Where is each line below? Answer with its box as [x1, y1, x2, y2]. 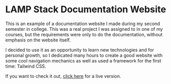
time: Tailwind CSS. [5, 63, 46, 69]
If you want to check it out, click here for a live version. [5, 73, 122, 79]
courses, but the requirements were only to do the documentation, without [5, 31, 163, 37]
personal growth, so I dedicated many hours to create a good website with [5, 52, 163, 58]
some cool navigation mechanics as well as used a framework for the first [5, 57, 161, 64]
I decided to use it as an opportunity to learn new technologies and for [5, 47, 154, 53]
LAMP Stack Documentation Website [5, 4, 166, 15]
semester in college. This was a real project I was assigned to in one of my [5, 26, 163, 32]
